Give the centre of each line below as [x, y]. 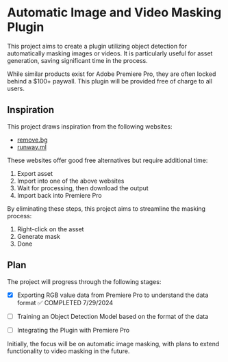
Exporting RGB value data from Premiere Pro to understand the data [113, 295]
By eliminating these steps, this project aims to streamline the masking [106, 208]
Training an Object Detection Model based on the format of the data [113, 316]
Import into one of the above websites [71, 181]
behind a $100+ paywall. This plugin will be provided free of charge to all [110, 81]
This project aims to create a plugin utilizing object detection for [97, 46]
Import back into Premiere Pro [59, 195]
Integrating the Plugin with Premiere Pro [73, 330]
